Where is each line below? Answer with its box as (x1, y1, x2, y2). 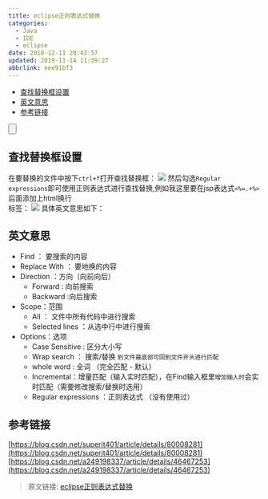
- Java (15, 26, 38, 34)
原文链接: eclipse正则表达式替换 (27, 482, 134, 492)
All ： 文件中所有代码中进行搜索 (31, 312, 136, 322)
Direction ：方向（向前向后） (19, 272, 116, 282)
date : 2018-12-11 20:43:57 (8, 49, 98, 57)
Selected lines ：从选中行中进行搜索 (31, 322, 150, 331)
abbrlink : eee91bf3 (8, 64, 74, 72)
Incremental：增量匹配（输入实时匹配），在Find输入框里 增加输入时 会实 (31, 372, 259, 382)
